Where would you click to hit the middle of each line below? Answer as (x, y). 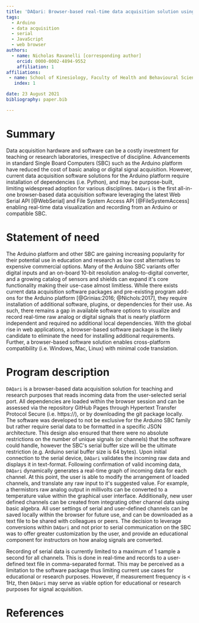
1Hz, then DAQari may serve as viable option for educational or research (94, 583)
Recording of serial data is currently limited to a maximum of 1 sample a (93, 551)
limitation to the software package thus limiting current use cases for (90, 570)
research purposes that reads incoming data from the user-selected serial (96, 395)
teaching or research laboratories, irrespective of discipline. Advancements (98, 156)
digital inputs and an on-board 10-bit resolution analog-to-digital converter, (98, 273)
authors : (17, 50)
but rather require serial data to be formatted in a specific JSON (84, 426)
